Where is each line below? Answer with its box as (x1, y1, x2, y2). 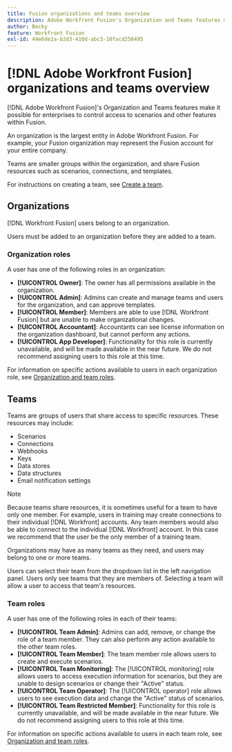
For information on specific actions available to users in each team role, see (7, 730, 222, 738)
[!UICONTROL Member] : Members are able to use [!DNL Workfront (17, 308, 209, 316)
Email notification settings (17, 476, 91, 485)
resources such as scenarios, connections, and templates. (7, 167, 173, 175)
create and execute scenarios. (17, 657, 104, 665)
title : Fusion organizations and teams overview (7, 10, 150, 17)
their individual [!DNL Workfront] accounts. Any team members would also (7, 517, 219, 526)
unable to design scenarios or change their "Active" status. (17, 679, 185, 688)
